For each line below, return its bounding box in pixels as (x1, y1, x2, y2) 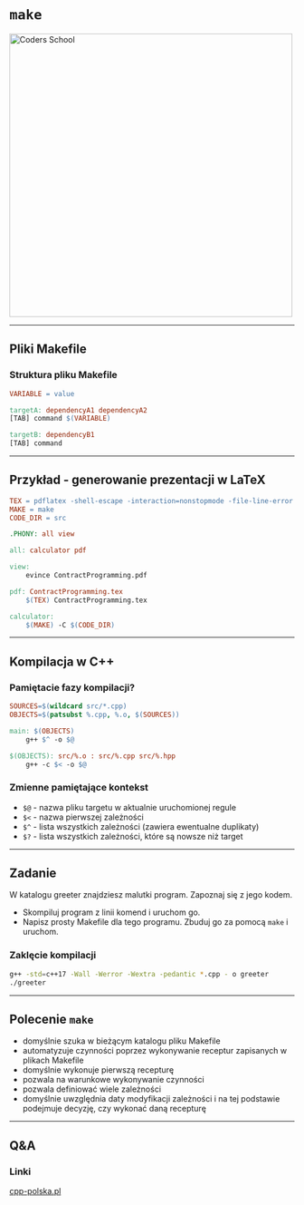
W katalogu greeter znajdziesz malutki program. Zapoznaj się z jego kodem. (9, 889, 293, 900)
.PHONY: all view (9, 530, 75, 539)
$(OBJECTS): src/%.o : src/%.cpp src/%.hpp (9, 751, 176, 761)
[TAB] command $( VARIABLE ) (9, 414, 111, 423)
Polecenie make (9, 1011, 94, 1026)
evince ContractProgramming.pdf (25, 571, 147, 580)
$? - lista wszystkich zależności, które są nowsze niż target (22, 831, 243, 841)
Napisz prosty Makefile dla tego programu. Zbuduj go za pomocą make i (22, 917, 289, 928)
